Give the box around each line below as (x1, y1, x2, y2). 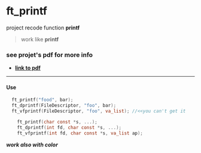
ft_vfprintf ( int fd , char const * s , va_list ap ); (17, 130, 144, 136)
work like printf (20, 35, 59, 43)
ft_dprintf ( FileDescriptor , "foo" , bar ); (11, 103, 117, 109)
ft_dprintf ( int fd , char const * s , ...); (17, 124, 121, 130)
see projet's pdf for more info (6, 50, 93, 59)
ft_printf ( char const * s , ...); (17, 119, 98, 125)
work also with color (6, 141, 58, 148)
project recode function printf (6, 24, 80, 31)
